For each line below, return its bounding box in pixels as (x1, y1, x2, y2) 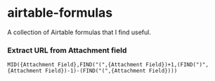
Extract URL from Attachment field (7, 45, 127, 55)
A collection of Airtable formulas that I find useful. (7, 28, 151, 36)
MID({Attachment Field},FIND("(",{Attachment (7, 61, 143, 68)
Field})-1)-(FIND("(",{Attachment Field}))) (44, 68, 178, 75)
